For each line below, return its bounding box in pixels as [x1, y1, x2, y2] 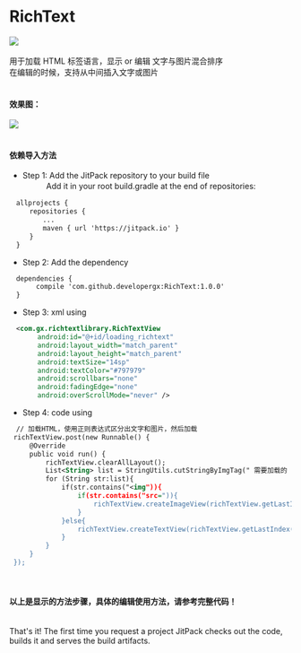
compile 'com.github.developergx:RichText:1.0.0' [35, 283, 226, 292]
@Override [29, 441, 66, 450]
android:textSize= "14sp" [37, 357, 130, 367]
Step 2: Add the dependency [21, 257, 129, 267]
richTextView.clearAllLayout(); [45, 457, 167, 467]
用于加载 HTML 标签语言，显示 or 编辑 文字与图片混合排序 [9, 56, 224, 66]
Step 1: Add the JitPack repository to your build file [21, 170, 211, 181]
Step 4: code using [21, 407, 92, 418]
